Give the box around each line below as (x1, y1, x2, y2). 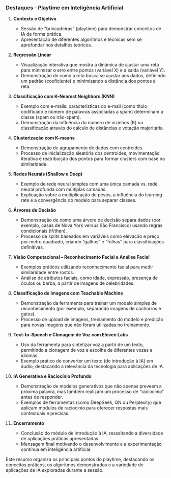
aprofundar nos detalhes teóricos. (20, 42, 92, 48)
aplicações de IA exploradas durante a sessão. (6, 467, 104, 473)
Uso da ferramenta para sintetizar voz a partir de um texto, (20, 342, 144, 348)
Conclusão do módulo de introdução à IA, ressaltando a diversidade (20, 430, 163, 436)
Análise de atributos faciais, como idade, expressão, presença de (20, 275, 158, 281)
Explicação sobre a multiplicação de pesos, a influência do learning (20, 192, 162, 198)
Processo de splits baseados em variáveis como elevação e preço (20, 233, 160, 239)
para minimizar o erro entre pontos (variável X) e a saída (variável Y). (20, 67, 165, 73)
